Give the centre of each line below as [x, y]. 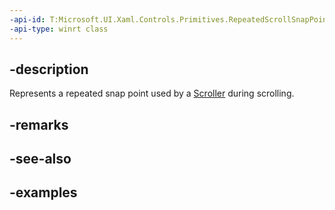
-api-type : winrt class [59, 29]
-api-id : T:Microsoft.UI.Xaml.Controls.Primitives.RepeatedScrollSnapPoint [170, 19]
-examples [43, 192]
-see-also [40, 159]
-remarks [39, 124]
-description [49, 69]
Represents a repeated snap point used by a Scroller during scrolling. [152, 93]
